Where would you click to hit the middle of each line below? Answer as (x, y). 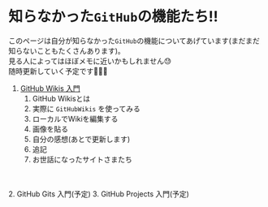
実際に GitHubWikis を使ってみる (86, 108)
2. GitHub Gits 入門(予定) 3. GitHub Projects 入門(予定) (99, 194)
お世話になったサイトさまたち (82, 159)
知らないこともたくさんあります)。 (67, 50)
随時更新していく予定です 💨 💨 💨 (58, 71)
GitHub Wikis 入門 (50, 88)
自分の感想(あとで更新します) (81, 139)
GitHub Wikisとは (61, 98)
